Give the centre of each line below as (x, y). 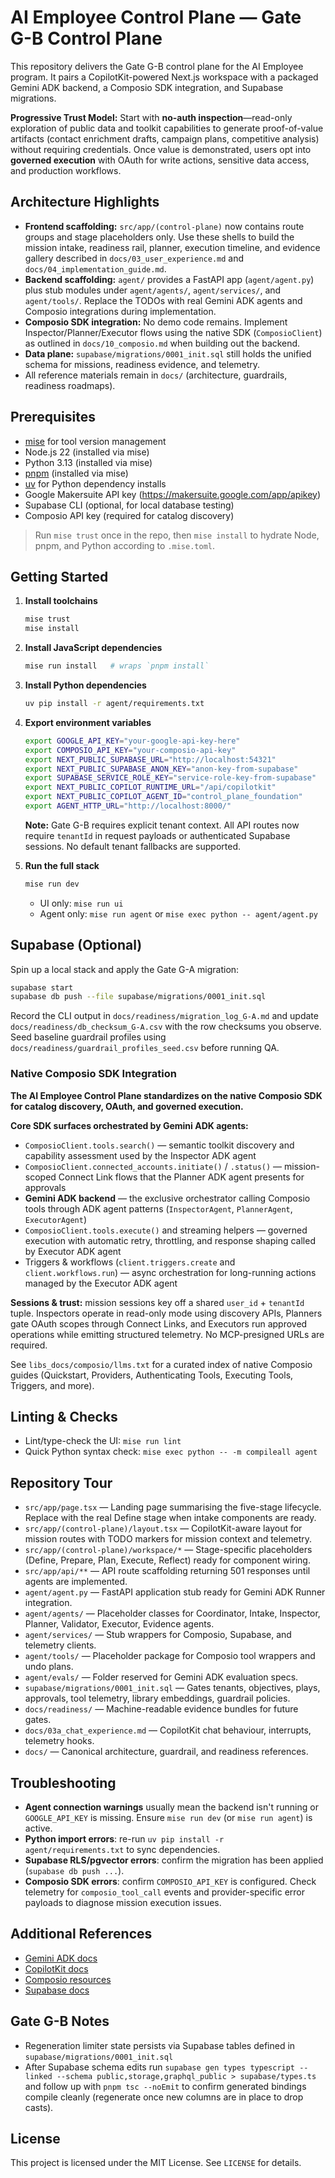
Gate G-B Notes (60, 2021)
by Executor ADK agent (73, 1251)
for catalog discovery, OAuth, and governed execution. (127, 1106)
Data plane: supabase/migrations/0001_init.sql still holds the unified (168, 353)
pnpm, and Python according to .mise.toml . (125, 545)
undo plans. (49, 1667)
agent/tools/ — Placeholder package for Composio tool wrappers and (170, 1656)
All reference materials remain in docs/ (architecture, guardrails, (156, 375)
